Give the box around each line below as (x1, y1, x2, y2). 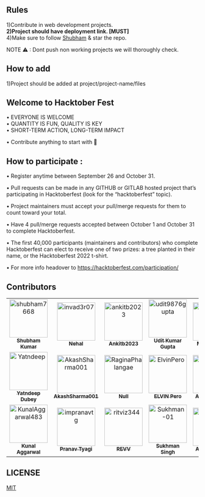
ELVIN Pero (154, 393, 182, 400)
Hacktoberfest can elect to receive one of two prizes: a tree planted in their (6, 245, 195, 253)
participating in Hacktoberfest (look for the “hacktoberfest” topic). (6, 190, 173, 198)
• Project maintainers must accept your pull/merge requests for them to (6, 203, 186, 210)
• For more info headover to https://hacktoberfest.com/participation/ (6, 264, 179, 271)
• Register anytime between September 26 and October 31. (6, 172, 156, 180)
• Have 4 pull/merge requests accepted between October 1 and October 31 (6, 221, 195, 228)
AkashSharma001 (54, 393, 99, 400)
